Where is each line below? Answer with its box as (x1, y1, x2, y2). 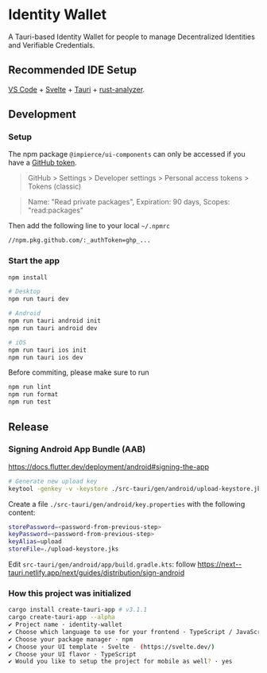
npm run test (8, 398, 52, 407)
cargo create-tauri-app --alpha (8, 613, 115, 621)
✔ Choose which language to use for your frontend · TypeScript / (8, 628, 233, 636)
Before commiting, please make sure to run (8, 368, 149, 377)
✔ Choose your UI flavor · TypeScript (8, 650, 137, 658)
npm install (8, 273, 48, 282)
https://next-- (197, 559, 242, 570)
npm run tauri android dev (8, 324, 98, 332)
